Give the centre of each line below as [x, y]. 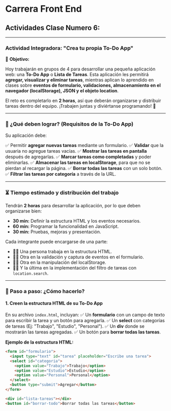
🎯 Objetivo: [17, 59]
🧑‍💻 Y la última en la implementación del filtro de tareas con [74, 268]
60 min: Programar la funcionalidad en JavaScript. [66, 226]
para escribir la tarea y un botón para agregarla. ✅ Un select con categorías [85, 321]
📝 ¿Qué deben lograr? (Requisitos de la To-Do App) [69, 124]
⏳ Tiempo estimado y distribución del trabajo [62, 192]
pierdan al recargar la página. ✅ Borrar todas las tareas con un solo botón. [84, 168]
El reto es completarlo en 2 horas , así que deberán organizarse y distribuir [83, 101]
